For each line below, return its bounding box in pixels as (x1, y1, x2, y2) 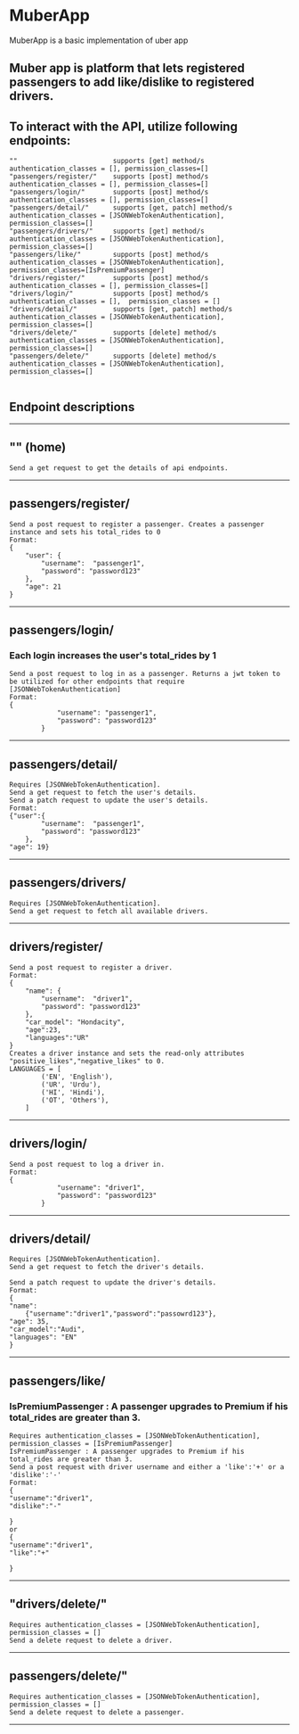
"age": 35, (9, 1317, 50, 1326)
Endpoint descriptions (9, 399, 135, 415)
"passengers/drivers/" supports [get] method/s (9, 227, 205, 236)
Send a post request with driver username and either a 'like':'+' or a (9, 1463, 285, 1472)
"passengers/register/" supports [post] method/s (9, 172, 209, 181)
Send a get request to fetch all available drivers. (9, 906, 209, 915)
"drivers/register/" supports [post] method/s (9, 274, 209, 283)
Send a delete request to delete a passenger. (9, 1707, 185, 1717)
